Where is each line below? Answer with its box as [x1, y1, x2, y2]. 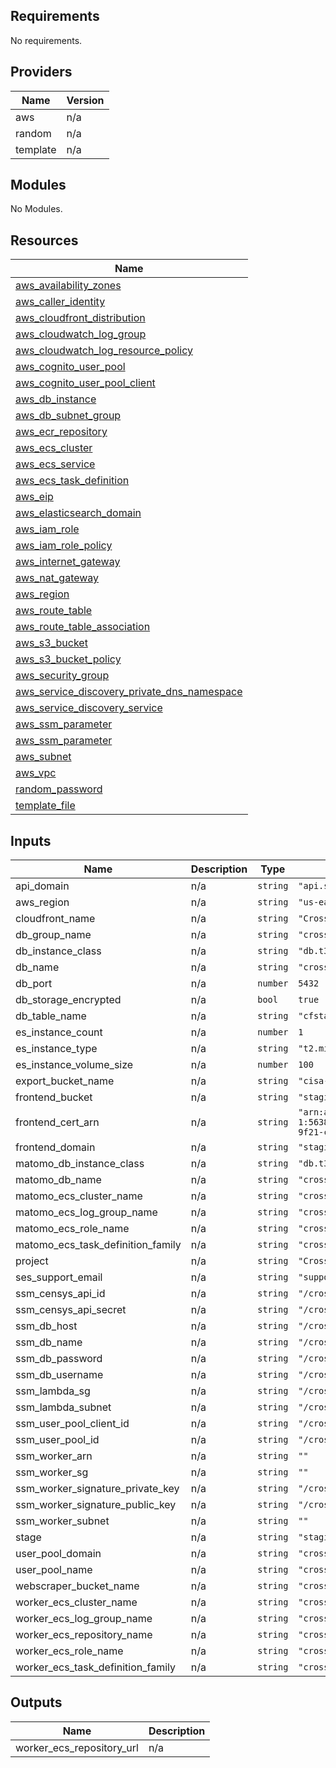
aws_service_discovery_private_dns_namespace [15, 685, 243, 699]
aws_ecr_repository [15, 425, 108, 439]
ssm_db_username [15, 1368, 104, 1382]
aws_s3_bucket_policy [15, 652, 122, 666]
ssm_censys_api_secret [15, 1303, 127, 1317]
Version [66, 93, 105, 107]
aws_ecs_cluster [15, 441, 93, 455]
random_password [15, 782, 103, 796]
